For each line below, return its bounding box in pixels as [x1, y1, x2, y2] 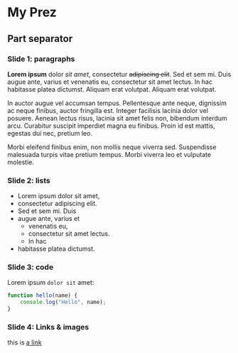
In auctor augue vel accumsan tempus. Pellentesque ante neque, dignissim [7, 99, 227, 107]
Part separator [7, 33, 73, 45]
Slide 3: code [7, 262, 54, 272]
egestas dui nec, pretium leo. [7, 129, 92, 137]
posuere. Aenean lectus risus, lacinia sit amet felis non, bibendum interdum [7, 114, 227, 122]
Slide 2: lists [7, 175, 51, 185]
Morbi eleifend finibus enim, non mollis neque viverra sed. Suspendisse [7, 143, 217, 151]
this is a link [7, 338, 42, 347]
